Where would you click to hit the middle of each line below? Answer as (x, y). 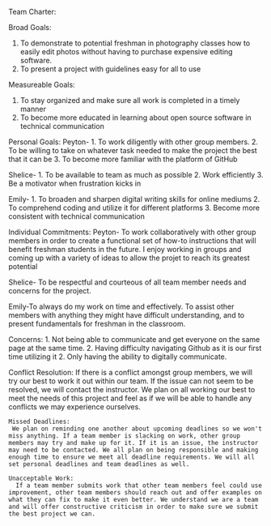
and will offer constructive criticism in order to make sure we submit (133, 507)
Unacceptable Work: (41, 478)
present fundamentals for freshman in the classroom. (97, 324)
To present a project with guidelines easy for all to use (110, 69)
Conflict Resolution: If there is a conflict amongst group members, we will (131, 372)
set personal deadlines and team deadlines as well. (99, 464)
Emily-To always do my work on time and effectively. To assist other (121, 306)
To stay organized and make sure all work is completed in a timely (130, 100)
